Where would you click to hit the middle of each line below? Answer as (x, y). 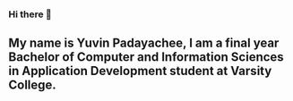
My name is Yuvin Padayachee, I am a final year (144, 43)
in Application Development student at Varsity (140, 71)
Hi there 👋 (30, 14)
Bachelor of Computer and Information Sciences (146, 57)
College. (33, 85)
